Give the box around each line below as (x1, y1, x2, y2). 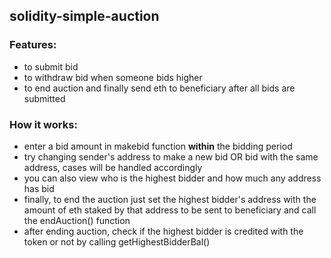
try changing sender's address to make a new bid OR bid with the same (23, 150, 319, 163)
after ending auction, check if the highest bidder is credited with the (23, 225, 304, 237)
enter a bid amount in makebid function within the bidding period (23, 140, 293, 152)
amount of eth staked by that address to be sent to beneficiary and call (23, 204, 317, 216)
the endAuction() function (23, 214, 131, 226)
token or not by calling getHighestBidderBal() (23, 235, 211, 248)
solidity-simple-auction (9, 8, 160, 25)
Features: (9, 38, 57, 52)
